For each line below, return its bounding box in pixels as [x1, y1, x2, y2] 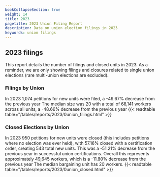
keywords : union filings [5, 30, 56, 35]
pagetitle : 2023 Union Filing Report [5, 21, 83, 26]
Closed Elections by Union [5, 124, 69, 131]
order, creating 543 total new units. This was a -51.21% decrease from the [5, 145, 155, 151]
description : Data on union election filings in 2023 [5, 26, 118, 31]
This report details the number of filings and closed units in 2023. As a [5, 61, 148, 67]
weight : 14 [5, 12, 28, 17]
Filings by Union [5, 85, 45, 91]
